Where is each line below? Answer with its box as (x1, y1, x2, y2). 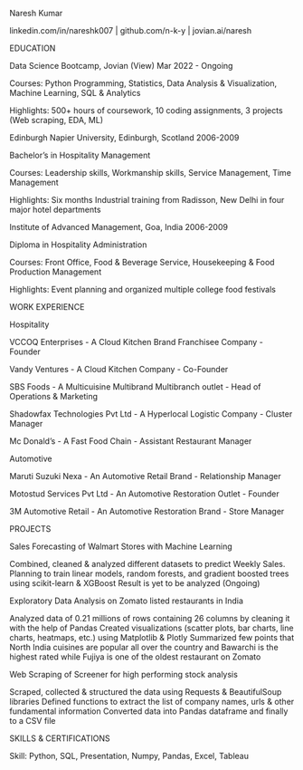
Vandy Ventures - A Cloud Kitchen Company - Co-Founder (9, 364, 229, 374)
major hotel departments (9, 204, 101, 215)
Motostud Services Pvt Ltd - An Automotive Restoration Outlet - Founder (9, 488, 280, 499)
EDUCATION (9, 43, 56, 53)
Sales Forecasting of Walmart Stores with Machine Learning (9, 541, 232, 552)
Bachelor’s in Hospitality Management (9, 149, 151, 160)
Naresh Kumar (9, 8, 63, 18)
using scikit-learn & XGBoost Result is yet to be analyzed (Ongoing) (9, 578, 260, 588)
